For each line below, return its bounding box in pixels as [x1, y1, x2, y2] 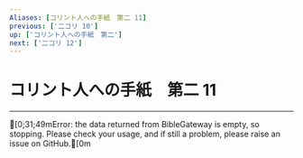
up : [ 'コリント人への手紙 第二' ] [9, 30, 124, 39]
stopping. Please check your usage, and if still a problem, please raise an [9, 128, 281, 140]
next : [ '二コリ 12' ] [9, 38, 83, 48]
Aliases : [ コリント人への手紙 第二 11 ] [9, 13, 147, 23]
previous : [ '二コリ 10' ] [9, 22, 99, 31]
